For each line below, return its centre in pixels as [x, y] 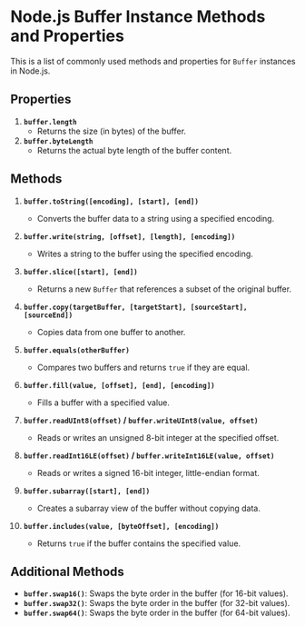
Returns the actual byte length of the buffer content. [134, 150]
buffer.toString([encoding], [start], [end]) [111, 202]
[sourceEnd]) [48, 315]
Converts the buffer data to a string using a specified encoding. [156, 218]
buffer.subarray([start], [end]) [87, 491]
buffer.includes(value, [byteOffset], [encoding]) [121, 526]
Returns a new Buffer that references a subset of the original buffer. [164, 289]
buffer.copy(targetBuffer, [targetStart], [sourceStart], [135, 307]
